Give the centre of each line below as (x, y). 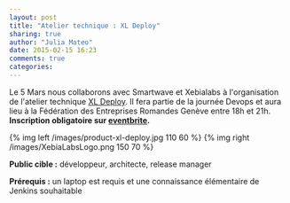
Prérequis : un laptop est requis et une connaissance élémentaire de (134, 181)
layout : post (33, 17)
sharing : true (35, 34)
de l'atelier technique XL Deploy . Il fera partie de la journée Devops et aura (145, 101)
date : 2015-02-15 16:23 (53, 51)
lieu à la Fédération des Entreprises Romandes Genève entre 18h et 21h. (140, 111)
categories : (31, 67)
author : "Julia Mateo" (51, 42)
